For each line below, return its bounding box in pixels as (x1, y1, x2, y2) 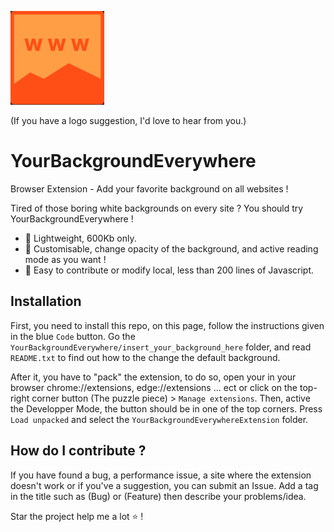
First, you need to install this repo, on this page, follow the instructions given (10, 319, 325, 331)
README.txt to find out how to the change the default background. (10, 351, 281, 363)
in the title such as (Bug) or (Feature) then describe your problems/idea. (10, 490, 307, 502)
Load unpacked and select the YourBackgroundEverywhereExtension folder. (10, 413, 309, 425)
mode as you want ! (24, 253, 107, 265)
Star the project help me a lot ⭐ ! (10, 510, 144, 522)
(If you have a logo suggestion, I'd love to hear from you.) (10, 115, 247, 126)
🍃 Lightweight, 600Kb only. (24, 232, 137, 244)
